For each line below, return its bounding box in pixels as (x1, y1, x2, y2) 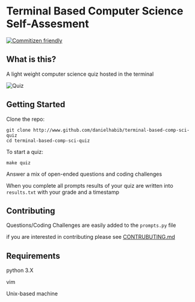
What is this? (6, 54, 57, 64)
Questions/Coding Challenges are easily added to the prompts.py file (6, 221, 176, 229)
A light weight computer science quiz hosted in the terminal (6, 70, 154, 78)
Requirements (6, 251, 60, 261)
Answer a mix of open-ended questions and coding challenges (6, 170, 162, 177)
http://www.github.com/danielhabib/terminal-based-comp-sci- (32, 127, 190, 133)
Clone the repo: (6, 116, 45, 123)
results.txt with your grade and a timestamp (6, 188, 119, 196)
